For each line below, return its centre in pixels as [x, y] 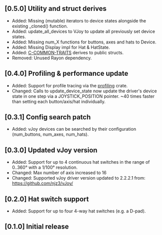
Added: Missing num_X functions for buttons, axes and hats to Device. [84, 42]
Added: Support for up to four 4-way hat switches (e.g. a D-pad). [79, 211]
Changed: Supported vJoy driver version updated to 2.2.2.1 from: [79, 178]
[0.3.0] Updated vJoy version [51, 150]
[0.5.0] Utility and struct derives [56, 9]
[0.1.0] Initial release [37, 227]
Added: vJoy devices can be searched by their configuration [74, 129]
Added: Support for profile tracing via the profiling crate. [70, 85]
